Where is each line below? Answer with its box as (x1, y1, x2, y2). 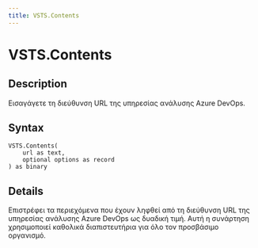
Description (8, 77, 67, 91)
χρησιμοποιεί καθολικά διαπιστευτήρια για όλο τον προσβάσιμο (8, 223, 219, 232)
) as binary (8, 163, 47, 171)
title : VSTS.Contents (8, 11, 80, 20)
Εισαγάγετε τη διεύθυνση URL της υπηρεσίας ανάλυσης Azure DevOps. (8, 98, 245, 108)
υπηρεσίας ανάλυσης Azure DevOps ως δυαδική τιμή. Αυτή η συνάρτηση (8, 214, 249, 223)
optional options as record (22, 156, 115, 164)
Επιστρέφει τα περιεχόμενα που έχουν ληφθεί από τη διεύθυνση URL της (8, 205, 251, 215)
